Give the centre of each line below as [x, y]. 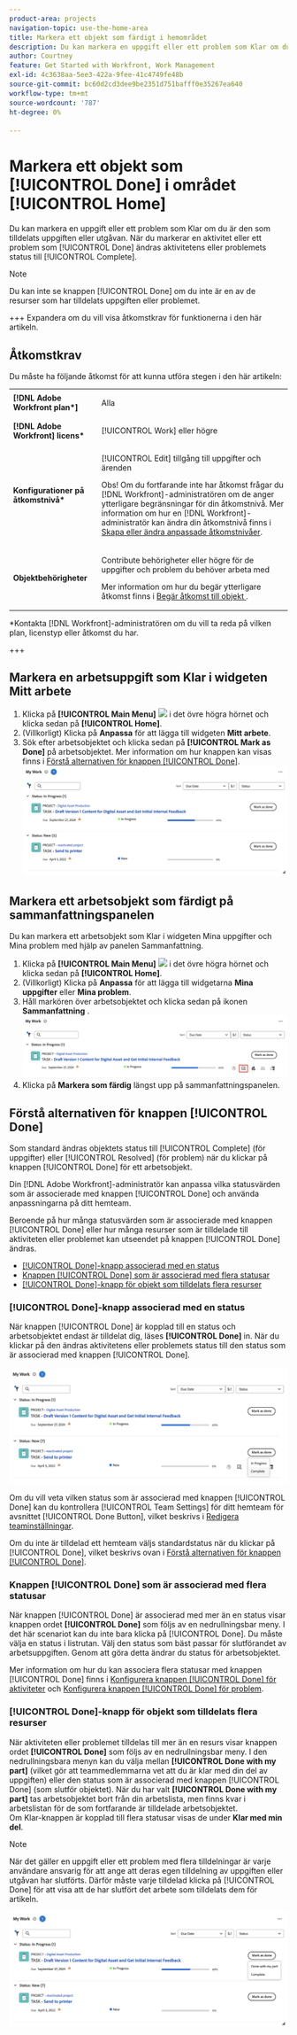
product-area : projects [53, 19]
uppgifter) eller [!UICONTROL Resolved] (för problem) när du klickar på [138, 1158]
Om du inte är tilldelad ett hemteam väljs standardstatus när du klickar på [142, 1543]
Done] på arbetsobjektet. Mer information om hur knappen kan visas [147, 751]
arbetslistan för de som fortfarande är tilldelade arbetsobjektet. [124, 1808]
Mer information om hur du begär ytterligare [181, 586]
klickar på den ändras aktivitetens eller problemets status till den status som [147, 1346]
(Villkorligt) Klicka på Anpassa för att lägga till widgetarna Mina [137, 983]
